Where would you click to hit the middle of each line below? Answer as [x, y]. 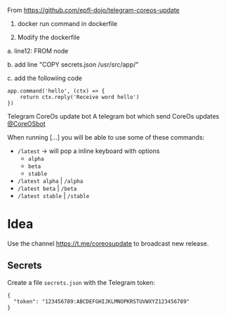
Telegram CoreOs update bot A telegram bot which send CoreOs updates [113, 116]
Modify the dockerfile [48, 37]
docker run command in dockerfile [67, 24]
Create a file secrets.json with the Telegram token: [81, 282]
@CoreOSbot [26, 124]
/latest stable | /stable [53, 196]
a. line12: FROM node [38, 51]
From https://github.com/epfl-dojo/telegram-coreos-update [94, 10]
